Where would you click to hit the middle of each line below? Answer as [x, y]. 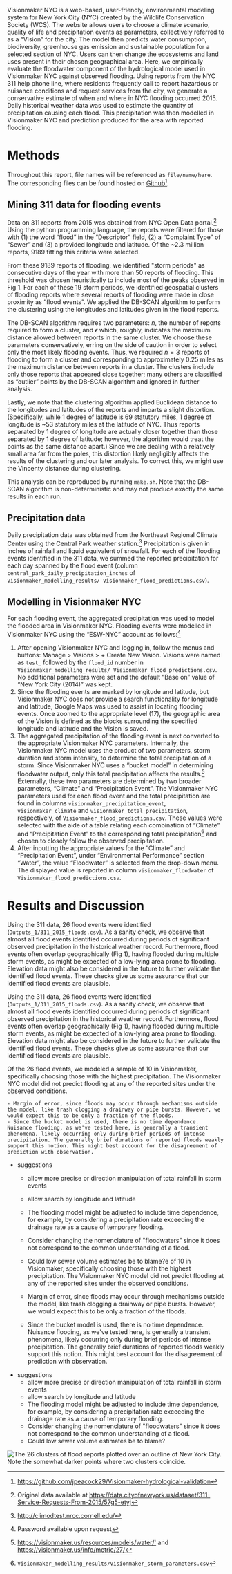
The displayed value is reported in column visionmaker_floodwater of [115, 870]
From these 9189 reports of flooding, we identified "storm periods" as [106, 265]
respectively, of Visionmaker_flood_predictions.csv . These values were [119, 818]
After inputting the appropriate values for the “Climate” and [101, 848]
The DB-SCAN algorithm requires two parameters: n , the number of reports [114, 323]
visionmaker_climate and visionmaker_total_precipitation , [103, 810]
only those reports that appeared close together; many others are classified [115, 374]
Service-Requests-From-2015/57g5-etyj [74, 1502]
